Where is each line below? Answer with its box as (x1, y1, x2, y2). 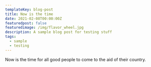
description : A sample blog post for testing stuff (5, 30, 112, 34)
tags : (5, 34, 16, 39)
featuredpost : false (5, 20, 47, 26)
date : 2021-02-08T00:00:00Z (5, 16, 62, 21)
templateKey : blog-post (5, 7, 54, 12)
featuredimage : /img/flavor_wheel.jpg (5, 25, 84, 30)
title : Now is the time (5, 12, 54, 17)
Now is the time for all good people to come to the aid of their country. (5, 56, 146, 62)
